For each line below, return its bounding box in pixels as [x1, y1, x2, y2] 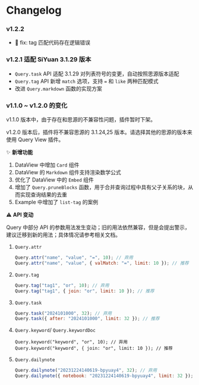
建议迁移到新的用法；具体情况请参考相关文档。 [6, 231, 121, 239]
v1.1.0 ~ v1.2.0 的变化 [6, 101, 68, 109]
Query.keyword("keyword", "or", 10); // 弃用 [14, 339, 128, 345]
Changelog [6, 4, 62, 17]
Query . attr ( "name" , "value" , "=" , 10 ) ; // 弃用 [14, 255, 134, 261]
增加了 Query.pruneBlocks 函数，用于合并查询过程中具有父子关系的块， [14, 184, 188, 191]
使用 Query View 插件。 [6, 136, 64, 143]
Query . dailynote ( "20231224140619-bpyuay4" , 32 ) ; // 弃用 [14, 367, 157, 374]
